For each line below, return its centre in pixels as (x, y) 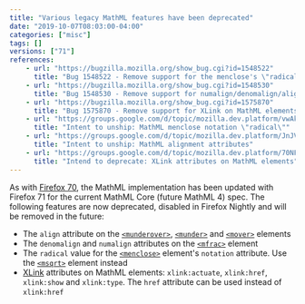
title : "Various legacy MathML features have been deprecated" (132, 18)
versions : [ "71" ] (42, 52)
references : (32, 60)
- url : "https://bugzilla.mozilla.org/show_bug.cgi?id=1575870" (150, 102)
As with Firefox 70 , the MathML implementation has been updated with (142, 187)
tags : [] (26, 43)
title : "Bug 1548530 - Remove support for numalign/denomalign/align (167, 93)
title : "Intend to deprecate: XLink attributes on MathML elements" (166, 161)
